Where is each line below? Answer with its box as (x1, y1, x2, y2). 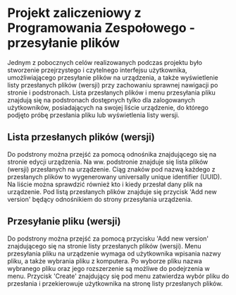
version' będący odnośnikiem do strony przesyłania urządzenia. (7, 195, 193, 203)
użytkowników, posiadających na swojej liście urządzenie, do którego (7, 103, 209, 112)
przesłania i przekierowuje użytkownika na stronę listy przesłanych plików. (7, 279, 223, 287)
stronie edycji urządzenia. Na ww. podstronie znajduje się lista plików (7, 157, 209, 166)
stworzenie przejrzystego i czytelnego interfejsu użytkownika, (7, 66, 188, 74)
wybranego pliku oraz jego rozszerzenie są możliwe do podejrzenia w (7, 264, 210, 272)
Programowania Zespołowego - (7, 20, 196, 36)
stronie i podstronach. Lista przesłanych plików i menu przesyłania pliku (7, 88, 216, 97)
